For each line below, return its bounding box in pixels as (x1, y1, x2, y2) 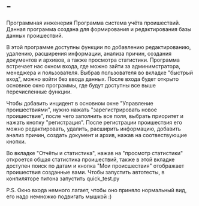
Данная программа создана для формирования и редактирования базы (6, 25, 192, 32)
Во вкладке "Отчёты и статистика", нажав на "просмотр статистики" (6, 149, 183, 156)
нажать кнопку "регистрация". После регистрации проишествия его (6, 119, 183, 126)
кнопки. (6, 138, 26, 145)
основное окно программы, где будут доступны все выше (6, 81, 156, 89)
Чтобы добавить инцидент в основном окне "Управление (6, 99, 154, 107)
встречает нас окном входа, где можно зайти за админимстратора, (6, 62, 181, 69)
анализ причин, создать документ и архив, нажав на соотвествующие (6, 131, 188, 138)
